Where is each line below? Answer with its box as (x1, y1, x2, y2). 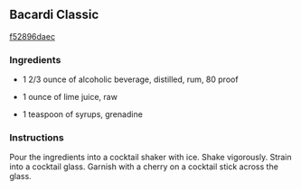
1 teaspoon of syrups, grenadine (22, 109, 143, 120)
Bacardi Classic (9, 7, 99, 23)
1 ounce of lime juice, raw (22, 92, 118, 103)
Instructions (9, 131, 65, 144)
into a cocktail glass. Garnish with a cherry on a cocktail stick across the (9, 161, 278, 172)
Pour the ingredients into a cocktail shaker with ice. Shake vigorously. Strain (9, 152, 292, 163)
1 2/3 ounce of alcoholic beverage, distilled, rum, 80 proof (22, 74, 239, 85)
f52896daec (9, 31, 56, 41)
